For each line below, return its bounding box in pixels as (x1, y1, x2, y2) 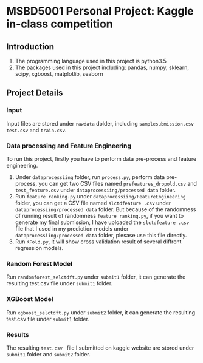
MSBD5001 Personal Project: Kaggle (6, 4, 194, 18)
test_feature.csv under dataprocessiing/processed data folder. (15, 186, 176, 194)
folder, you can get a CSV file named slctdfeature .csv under (15, 199, 171, 206)
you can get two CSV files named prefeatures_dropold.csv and (38, 180, 198, 187)
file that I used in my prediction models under (15, 225, 129, 232)
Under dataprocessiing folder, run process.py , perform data (15, 173, 165, 180)
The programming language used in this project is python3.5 (15, 58, 167, 64)
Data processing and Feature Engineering (6, 141, 132, 150)
